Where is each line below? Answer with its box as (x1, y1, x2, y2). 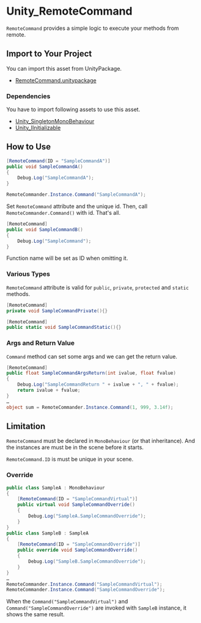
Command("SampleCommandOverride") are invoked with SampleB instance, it (6, 604, 187, 611)
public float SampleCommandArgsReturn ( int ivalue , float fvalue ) (6, 370, 176, 376)
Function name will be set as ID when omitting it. (6, 254, 128, 262)
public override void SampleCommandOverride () (17, 547, 138, 553)
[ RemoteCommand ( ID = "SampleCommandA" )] (6, 157, 111, 164)
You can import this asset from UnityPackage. (6, 65, 122, 72)
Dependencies (6, 92, 51, 100)
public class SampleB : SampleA (6, 530, 89, 536)
